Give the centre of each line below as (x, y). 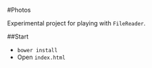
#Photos (19, 10)
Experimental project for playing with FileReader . (76, 23)
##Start (18, 36)
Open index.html (41, 57)
